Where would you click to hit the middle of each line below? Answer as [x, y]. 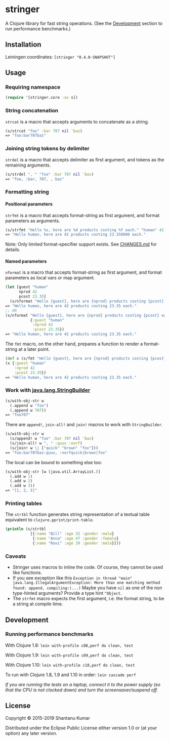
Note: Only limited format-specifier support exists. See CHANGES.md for [81, 244]
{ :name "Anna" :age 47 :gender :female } [75, 539]
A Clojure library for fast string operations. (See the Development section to [84, 23]
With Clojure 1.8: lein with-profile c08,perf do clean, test [69, 645]
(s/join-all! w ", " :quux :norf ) [46, 443]
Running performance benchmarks [49, 634]
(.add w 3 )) [23, 486]
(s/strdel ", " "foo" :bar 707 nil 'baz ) [50, 174]
